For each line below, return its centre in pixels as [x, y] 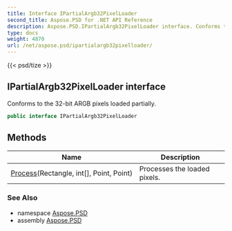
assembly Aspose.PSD [49, 220]
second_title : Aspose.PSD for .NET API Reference [80, 20]
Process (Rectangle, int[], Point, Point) [72, 173]
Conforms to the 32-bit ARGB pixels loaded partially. [82, 103]
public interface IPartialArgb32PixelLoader [72, 116]
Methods [27, 138]
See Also [22, 198]
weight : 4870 [26, 39]
